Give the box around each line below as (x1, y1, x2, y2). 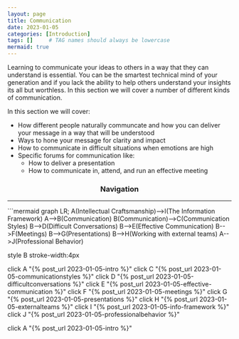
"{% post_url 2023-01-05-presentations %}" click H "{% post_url (7, 295, 198, 303)
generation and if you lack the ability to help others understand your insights (7, 78, 231, 86)
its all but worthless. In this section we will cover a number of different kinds (7, 86, 230, 94)
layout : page (7, 10, 46, 18)
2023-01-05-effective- (144, 280, 212, 288)
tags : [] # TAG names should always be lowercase (7, 37, 171, 44)
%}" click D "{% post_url (82, 272, 154, 281)
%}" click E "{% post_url (72, 280, 144, 288)
